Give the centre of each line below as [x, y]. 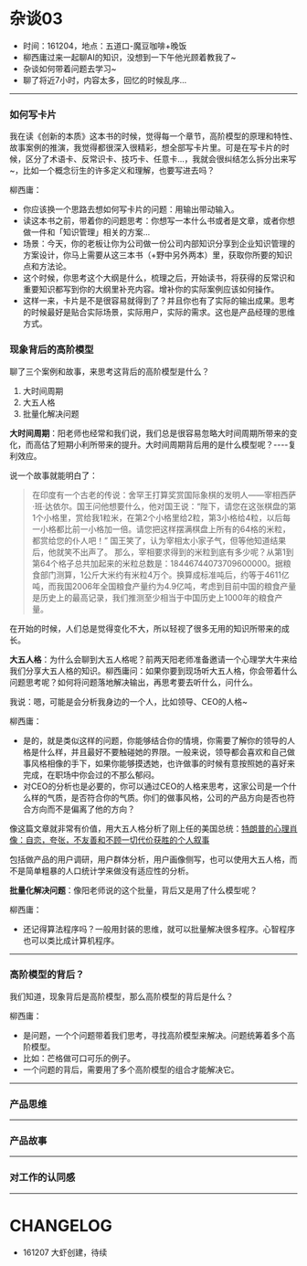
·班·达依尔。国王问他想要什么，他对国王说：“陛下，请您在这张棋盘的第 [164, 506]
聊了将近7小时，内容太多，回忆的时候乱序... [105, 80]
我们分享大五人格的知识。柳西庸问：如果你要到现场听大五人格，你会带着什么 [153, 670]
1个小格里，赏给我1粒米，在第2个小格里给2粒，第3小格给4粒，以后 [157, 517]
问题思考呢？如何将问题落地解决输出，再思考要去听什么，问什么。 [133, 682]
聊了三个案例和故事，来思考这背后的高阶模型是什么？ [110, 371]
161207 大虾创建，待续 [65, 1252]
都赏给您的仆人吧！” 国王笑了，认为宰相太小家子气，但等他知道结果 [159, 540]
